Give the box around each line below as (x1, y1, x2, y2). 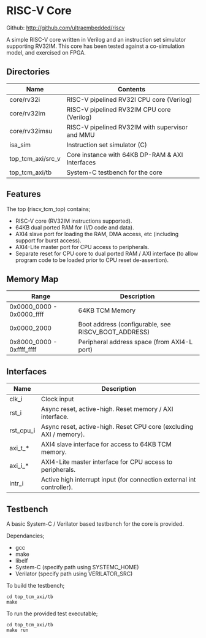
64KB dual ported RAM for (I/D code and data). (15, 223, 135, 231)
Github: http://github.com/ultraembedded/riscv (6, 24, 125, 31)
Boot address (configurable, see (78, 320, 171, 329)
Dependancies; (6, 532, 45, 539)
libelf (15, 557, 28, 564)
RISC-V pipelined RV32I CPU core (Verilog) (66, 95, 192, 104)
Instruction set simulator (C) (66, 140, 147, 149)
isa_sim (9, 140, 31, 149)
